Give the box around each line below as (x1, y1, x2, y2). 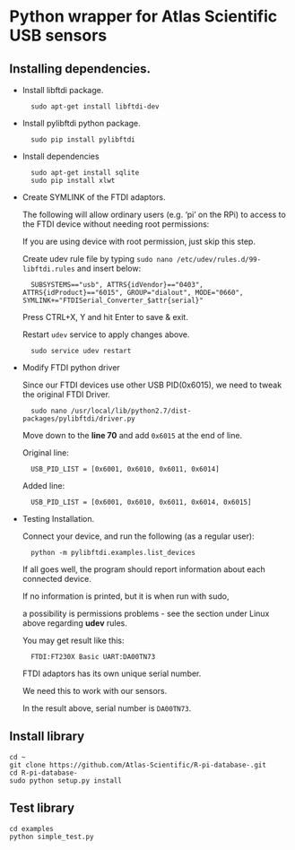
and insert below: (76, 263, 142, 273)
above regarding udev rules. (22, 618, 127, 629)
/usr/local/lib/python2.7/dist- (70, 406, 192, 415)
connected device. (22, 574, 91, 584)
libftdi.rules (22, 265, 75, 273)
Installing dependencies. (9, 61, 151, 76)
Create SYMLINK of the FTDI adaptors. (22, 192, 166, 203)
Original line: (22, 447, 69, 458)
